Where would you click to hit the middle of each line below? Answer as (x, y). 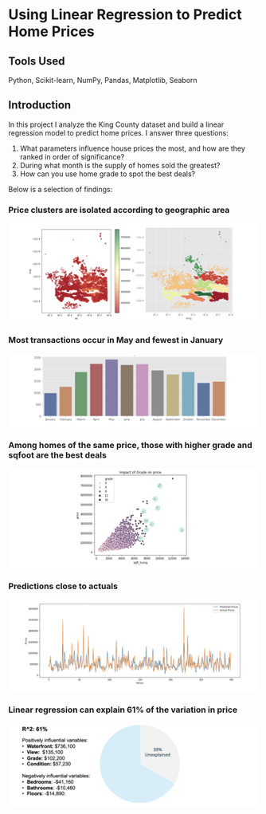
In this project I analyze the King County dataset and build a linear (116, 124)
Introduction (40, 105)
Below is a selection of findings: (61, 189)
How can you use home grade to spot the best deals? (108, 174)
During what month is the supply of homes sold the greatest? (120, 165)
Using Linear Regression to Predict (125, 15)
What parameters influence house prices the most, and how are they (132, 148)
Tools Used (37, 61)
